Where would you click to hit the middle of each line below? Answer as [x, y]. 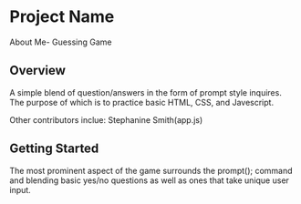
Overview [38, 71]
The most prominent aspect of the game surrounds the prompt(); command [151, 170]
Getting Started [54, 149]
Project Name [62, 17]
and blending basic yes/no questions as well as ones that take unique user [150, 180]
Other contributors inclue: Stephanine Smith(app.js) [106, 119]
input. [21, 189]
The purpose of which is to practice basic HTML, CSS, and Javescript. [142, 102]
